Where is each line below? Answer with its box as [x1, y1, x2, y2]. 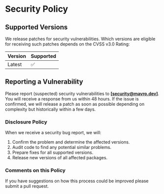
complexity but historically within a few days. [5, 106, 96, 112]
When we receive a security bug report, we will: [5, 130, 101, 136]
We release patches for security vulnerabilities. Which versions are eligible [5, 36, 156, 42]
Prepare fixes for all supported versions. [12, 149, 94, 155]
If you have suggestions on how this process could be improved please [5, 178, 149, 184]
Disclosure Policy [5, 119, 47, 125]
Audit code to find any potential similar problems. [12, 145, 112, 150]
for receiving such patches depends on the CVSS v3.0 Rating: [5, 41, 130, 47]
